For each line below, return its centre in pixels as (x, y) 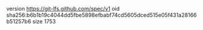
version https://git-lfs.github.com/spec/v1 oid (63, 9)
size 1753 (44, 21)
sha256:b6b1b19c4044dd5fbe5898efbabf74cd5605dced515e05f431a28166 (101, 15)
